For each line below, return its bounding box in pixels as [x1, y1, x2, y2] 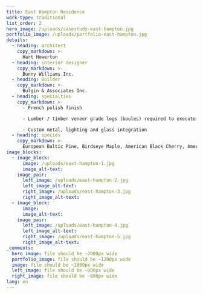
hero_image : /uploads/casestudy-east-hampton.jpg [6, 25, 134, 32]
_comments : [6, 245, 34, 251]
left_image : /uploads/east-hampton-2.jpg [22, 177, 129, 184]
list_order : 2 [6, 20, 42, 26]
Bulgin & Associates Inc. [22, 88, 88, 94]
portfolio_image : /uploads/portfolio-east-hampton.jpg [6, 32, 147, 38]
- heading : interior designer [11, 59, 88, 65]
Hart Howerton [22, 54, 59, 60]
